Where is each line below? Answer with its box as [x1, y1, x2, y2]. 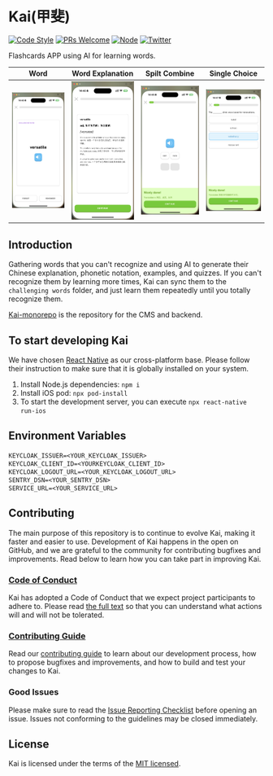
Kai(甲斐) [8, 7, 71, 26]
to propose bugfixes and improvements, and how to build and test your [8, 657, 246, 668]
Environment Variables [8, 429, 127, 443]
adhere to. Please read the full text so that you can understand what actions [8, 601, 262, 611]
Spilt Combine [145, 68, 195, 78]
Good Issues [8, 686, 59, 698]
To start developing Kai [8, 333, 128, 347]
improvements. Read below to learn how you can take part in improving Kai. [8, 554, 262, 563]
